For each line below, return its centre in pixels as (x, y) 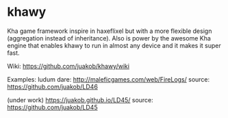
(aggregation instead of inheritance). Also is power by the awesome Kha (109, 38)
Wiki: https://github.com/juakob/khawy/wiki (68, 66)
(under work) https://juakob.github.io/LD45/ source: (80, 99)
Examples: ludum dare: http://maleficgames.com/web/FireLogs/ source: (109, 79)
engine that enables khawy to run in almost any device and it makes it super (114, 45)
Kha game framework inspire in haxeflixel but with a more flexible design (110, 31)
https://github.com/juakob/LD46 (52, 86)
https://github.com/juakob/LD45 (52, 107)
